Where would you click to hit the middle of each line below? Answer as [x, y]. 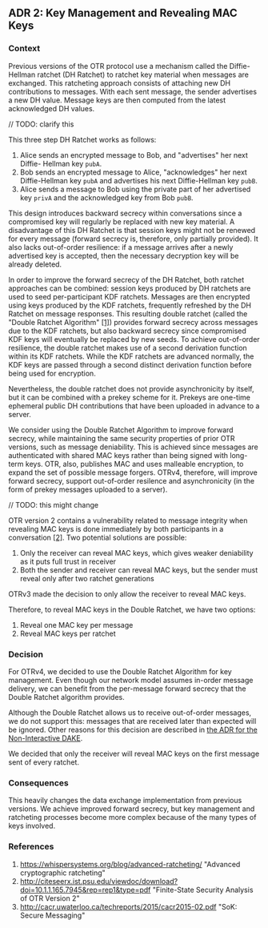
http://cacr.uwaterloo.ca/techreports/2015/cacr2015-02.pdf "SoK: [128, 906]
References [31, 846]
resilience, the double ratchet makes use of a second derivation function [128, 347]
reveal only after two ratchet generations [87, 578]
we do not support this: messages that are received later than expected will [132, 721]
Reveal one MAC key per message [76, 625]
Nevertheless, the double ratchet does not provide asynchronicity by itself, [131, 388]
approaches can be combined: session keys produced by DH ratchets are [130, 288]
